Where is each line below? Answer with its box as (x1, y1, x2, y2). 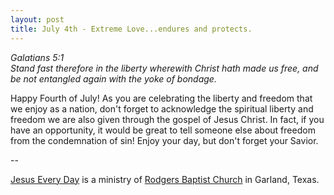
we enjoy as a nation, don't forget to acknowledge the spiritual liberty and (10, 102, 314, 115)
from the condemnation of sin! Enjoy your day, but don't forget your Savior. (10, 134, 319, 146)
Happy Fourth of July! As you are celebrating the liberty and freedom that (10, 92, 313, 104)
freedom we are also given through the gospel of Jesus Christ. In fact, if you (10, 113, 325, 125)
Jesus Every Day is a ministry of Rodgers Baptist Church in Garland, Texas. (10, 173, 320, 185)
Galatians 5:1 (10, 51, 65, 63)
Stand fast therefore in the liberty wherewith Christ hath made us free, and (10, 62, 319, 74)
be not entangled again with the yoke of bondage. (10, 72, 217, 85)
